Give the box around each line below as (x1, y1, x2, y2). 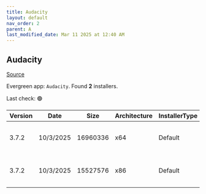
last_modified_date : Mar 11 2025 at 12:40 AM (6, 32, 124, 38)
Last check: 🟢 (6, 94, 43, 102)
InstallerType (158, 111, 198, 120)
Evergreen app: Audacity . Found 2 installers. (6, 82, 118, 89)
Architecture (115, 111, 153, 120)
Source (6, 70, 25, 78)
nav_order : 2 (6, 20, 40, 26)
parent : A (6, 26, 32, 32)
